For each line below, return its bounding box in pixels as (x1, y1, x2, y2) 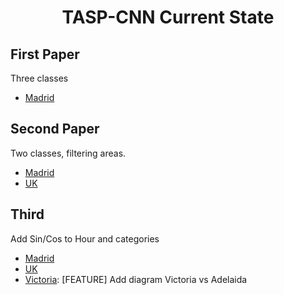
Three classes (10, 72, 69, 84)
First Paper (10, 46, 80, 63)
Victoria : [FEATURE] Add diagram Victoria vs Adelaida (24, 273, 248, 285)
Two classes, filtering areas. (10, 147, 127, 159)
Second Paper (10, 121, 100, 138)
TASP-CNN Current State (61, 6, 275, 29)
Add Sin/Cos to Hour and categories (10, 232, 160, 245)
